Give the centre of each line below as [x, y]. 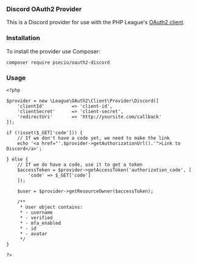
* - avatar [33, 234]
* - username [36, 212]
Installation [23, 38]
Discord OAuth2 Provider [44, 9]
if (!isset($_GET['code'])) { [45, 132]
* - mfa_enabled [40, 223]
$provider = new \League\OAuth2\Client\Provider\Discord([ [83, 101]
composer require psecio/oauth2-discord [58, 63]
